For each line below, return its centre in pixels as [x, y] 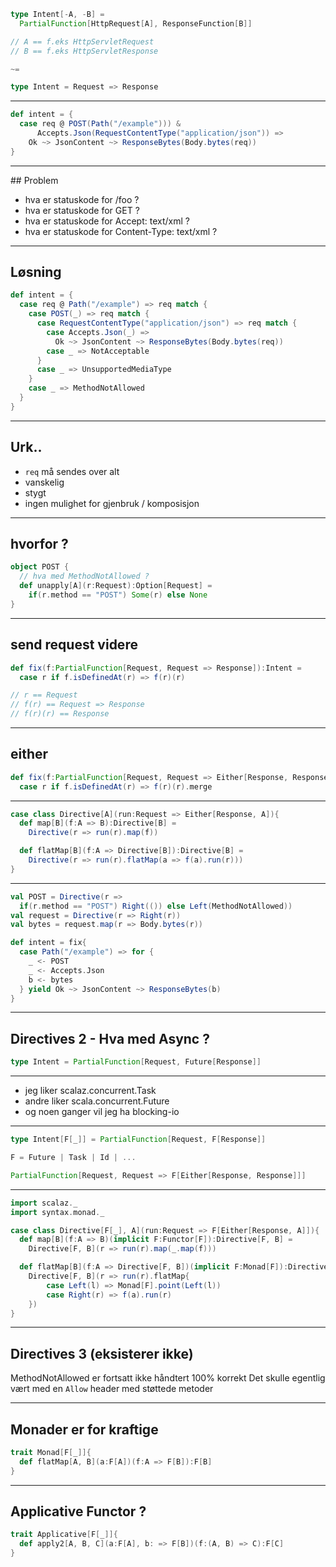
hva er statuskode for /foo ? [82, 199]
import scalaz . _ [44, 1203]
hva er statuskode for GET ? [82, 210]
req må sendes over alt [72, 471]
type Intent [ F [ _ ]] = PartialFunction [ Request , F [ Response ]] [138, 1140]
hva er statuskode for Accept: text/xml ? [107, 221]
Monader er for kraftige [84, 1429]
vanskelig [44, 482]
